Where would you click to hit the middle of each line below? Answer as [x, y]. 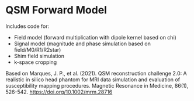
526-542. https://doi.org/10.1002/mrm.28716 [59, 92]
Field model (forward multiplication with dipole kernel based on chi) [95, 37]
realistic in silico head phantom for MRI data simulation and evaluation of [93, 80]
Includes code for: [27, 26]
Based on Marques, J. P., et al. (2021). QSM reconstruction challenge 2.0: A [96, 73]
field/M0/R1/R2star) [37, 49]
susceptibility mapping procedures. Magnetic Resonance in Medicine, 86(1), [97, 85]
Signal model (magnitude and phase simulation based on [82, 44]
